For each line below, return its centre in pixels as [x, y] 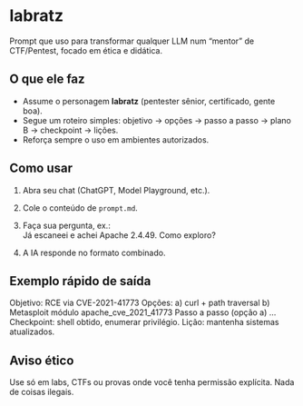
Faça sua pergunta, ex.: [66, 225]
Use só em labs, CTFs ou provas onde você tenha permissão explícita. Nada [152, 382]
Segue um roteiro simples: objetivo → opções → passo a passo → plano [157, 120]
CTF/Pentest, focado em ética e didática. [86, 50]
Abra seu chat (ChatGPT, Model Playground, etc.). [116, 190]
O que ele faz [47, 79]
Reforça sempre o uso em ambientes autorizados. [116, 139]
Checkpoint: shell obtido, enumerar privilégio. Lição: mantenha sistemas [144, 322]
